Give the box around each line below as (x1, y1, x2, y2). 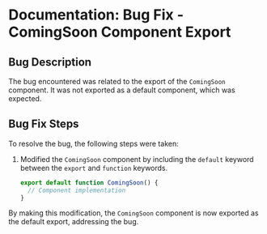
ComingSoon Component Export (8, 23, 231, 41)
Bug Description (8, 55, 91, 69)
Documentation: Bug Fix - (8, 6, 184, 24)
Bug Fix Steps (8, 117, 79, 131)
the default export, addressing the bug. (8, 217, 139, 227)
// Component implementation (28, 186, 126, 194)
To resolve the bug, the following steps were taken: (8, 138, 180, 148)
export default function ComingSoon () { (19, 178, 159, 187)
